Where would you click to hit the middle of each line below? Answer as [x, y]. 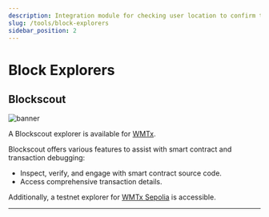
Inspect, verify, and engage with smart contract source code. [121, 173]
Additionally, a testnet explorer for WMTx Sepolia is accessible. [112, 197]
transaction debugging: [47, 158]
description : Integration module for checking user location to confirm [132, 16]
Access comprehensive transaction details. [91, 182]
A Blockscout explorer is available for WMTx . [82, 134]
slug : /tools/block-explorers [59, 23]
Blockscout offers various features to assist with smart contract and [120, 149]
